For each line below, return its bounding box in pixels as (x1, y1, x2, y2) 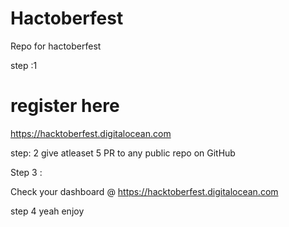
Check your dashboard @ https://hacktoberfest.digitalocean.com (10, 185, 279, 197)
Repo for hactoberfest (10, 40, 102, 52)
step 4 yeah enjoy (10, 205, 85, 217)
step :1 (10, 59, 38, 71)
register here (10, 95, 120, 117)
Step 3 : (10, 166, 43, 178)
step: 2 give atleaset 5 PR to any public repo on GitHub (10, 147, 236, 159)
